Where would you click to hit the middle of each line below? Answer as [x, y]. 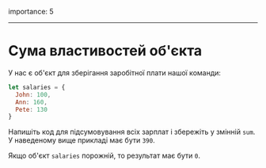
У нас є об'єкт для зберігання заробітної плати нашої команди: [115, 73]
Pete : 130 [31, 109]
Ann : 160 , [31, 102]
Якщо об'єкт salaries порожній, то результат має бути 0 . [104, 156]
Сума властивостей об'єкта [105, 51]
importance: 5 [31, 11]
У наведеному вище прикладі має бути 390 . [82, 140]
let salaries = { [37, 87]
